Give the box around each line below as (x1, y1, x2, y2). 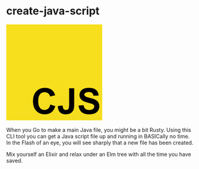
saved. (6, 157, 23, 164)
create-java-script (6, 4, 100, 18)
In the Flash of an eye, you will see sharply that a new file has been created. (6, 139, 194, 146)
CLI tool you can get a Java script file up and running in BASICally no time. (6, 132, 190, 140)
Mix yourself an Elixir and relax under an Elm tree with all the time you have (6, 150, 192, 158)
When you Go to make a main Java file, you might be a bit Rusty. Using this (6, 126, 192, 133)
